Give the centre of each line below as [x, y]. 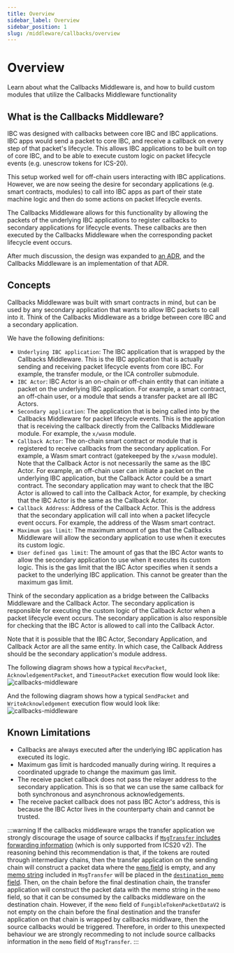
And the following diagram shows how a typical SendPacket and [98, 696]
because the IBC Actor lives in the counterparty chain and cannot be [116, 809]
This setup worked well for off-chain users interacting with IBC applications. [116, 177]
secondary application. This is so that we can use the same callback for [120, 786]
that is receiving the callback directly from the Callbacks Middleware [116, 426]
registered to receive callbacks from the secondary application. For [114, 448]
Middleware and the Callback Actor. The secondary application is [101, 603]
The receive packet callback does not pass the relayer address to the [117, 779]
